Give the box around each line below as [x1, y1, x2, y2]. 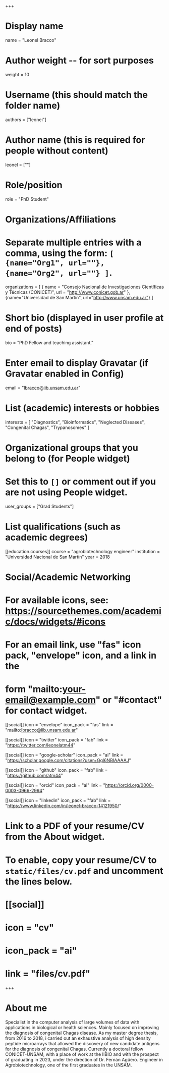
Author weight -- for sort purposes [5, 55, 154, 66]
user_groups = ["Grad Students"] [5, 503, 74, 509]
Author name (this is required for [5, 134, 145, 145]
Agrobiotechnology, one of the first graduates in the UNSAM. [5, 1062, 132, 1068]
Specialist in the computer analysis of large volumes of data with [5, 1019, 140, 1025]
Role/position [5, 179, 63, 191]
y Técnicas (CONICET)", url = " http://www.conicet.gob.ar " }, [5, 289, 130, 295]
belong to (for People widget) [5, 453, 130, 464]
